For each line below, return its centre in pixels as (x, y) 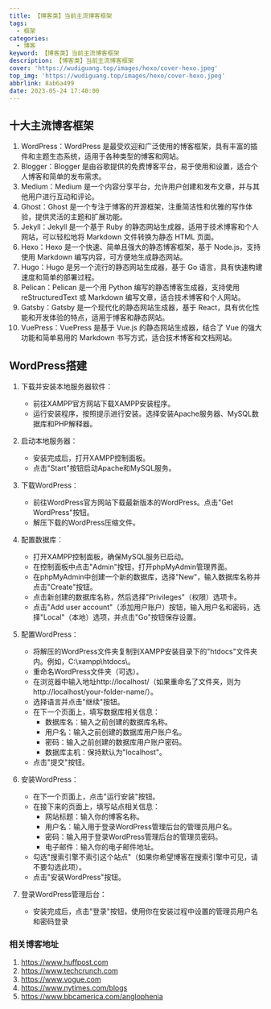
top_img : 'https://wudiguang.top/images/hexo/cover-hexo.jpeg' (117, 76)
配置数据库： (42, 540)
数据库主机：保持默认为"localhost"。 (106, 752)
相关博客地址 (34, 944)
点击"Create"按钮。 (65, 587)
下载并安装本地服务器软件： (67, 386)
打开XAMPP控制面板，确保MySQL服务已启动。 (110, 556)
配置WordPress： (49, 634)
